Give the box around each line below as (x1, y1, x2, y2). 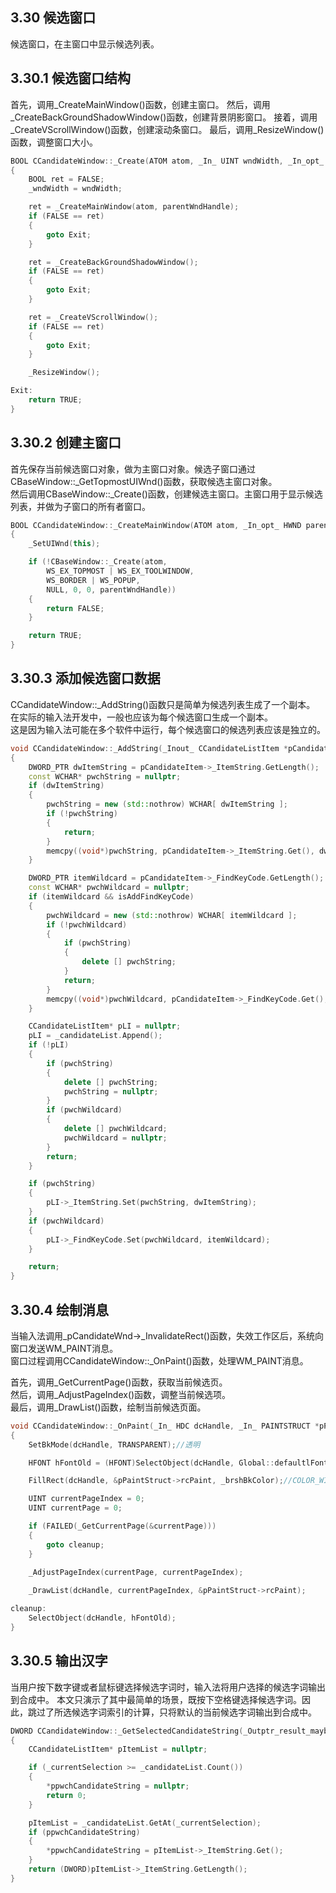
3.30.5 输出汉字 (10, 1653, 108, 1670)
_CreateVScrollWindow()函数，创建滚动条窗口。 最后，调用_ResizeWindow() (10, 123, 325, 135)
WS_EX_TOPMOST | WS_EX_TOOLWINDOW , (46, 566, 195, 577)
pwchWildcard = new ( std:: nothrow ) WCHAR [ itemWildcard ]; (46, 910, 298, 920)
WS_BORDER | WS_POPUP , (46, 575, 141, 585)
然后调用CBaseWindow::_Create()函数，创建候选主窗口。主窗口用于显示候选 (10, 488, 323, 500)
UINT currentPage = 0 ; (28, 1503, 123, 1513)
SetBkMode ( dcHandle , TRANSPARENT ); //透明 (28, 1439, 201, 1450)
